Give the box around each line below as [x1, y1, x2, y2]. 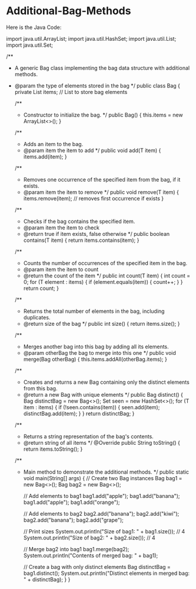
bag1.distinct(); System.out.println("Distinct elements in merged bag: [23, 569, 190, 577]
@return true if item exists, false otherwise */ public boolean [23, 230, 170, 237]
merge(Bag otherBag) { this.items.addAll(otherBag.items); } [23, 355, 168, 363]
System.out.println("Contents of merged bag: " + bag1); [23, 552, 158, 559]
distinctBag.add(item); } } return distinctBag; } [23, 410, 135, 417]
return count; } [23, 284, 59, 292]
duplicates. [23, 313, 51, 321]
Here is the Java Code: [6, 24, 62, 31]
